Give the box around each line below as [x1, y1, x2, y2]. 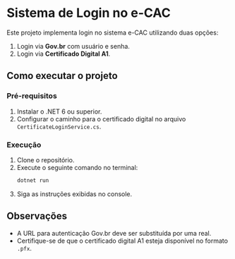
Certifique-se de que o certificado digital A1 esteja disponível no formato [16, 236, 229, 245]
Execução [6, 140, 42, 150]
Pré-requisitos [6, 91, 57, 101]
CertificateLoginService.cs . [16, 122, 102, 131]
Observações [6, 210, 68, 222]
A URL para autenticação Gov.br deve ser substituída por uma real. [16, 229, 212, 237]
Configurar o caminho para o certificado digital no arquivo [16, 114, 186, 123]
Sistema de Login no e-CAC [6, 5, 171, 21]
